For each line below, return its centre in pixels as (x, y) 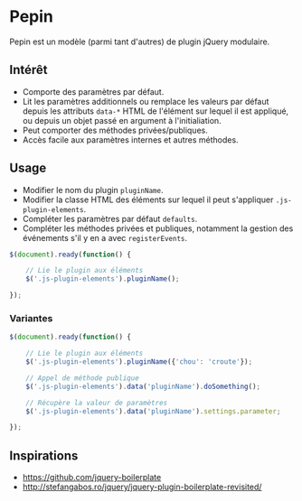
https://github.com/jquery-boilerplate (92, 478)
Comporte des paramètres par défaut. (93, 91)
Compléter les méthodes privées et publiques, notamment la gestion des (158, 228)
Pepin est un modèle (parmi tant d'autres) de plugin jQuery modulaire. (140, 42)
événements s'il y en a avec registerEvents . (105, 237)
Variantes (31, 318)
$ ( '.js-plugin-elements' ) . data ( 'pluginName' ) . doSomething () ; (143, 386)
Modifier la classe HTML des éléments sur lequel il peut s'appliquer (148, 199)
